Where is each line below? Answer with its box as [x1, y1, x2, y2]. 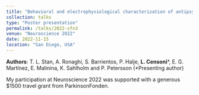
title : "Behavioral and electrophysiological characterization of [6, 8, 174, 15]
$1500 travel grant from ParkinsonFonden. [6, 82, 110, 89]
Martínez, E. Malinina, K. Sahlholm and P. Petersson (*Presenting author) [6, 64, 184, 71]
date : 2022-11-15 [6, 36, 49, 42]
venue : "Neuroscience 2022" [6, 31, 76, 37]
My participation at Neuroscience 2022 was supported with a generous [6, 75, 181, 83]
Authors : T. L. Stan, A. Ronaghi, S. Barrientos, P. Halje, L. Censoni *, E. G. [6, 58, 184, 65]
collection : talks [6, 14, 52, 20]
